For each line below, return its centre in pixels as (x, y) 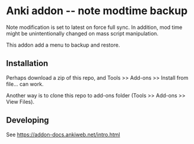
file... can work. (25, 84)
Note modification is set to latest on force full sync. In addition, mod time (94, 27)
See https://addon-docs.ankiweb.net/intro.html (63, 135)
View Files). (20, 102)
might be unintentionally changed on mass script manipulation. (82, 33)
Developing (27, 120)
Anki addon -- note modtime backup (97, 11)
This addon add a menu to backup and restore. (63, 45)
